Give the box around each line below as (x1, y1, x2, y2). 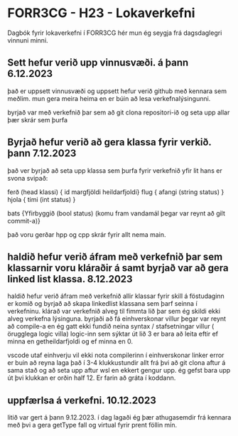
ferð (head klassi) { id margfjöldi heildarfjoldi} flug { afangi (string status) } (7, 187, 225, 196)
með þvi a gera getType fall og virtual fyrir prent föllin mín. (7, 421, 178, 430)
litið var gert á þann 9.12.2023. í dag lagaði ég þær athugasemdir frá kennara (7, 413, 232, 422)
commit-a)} (7, 216, 40, 225)
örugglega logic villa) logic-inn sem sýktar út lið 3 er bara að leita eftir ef (7, 329, 219, 339)
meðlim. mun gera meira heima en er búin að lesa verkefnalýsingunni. (7, 94, 211, 102)
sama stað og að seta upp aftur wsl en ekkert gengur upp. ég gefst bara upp (7, 366, 231, 375)
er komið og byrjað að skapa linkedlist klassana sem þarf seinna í (7, 299, 198, 308)
